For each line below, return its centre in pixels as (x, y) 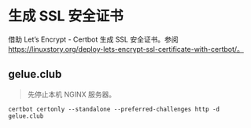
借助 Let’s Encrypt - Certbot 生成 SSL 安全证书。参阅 (93, 39)
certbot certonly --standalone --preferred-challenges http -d (114, 109)
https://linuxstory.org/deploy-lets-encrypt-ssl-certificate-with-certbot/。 (126, 49)
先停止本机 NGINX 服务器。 (72, 94)
